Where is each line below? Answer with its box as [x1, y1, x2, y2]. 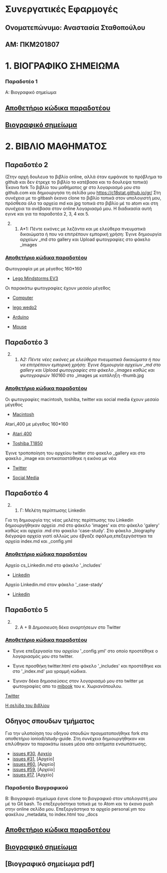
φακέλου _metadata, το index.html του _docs [5, 811, 98, 817]
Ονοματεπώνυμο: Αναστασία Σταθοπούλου [5, 23, 146, 32]
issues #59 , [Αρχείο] [12, 766, 55, 772]
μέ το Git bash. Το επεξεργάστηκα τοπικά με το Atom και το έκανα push [5, 801, 154, 807]
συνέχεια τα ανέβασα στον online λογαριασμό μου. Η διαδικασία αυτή [5, 206, 152, 212]
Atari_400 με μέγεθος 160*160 [5, 421, 69, 427]
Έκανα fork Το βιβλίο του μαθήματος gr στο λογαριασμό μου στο [5, 185, 141, 191]
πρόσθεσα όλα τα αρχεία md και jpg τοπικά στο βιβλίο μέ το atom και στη [5, 201, 159, 207]
